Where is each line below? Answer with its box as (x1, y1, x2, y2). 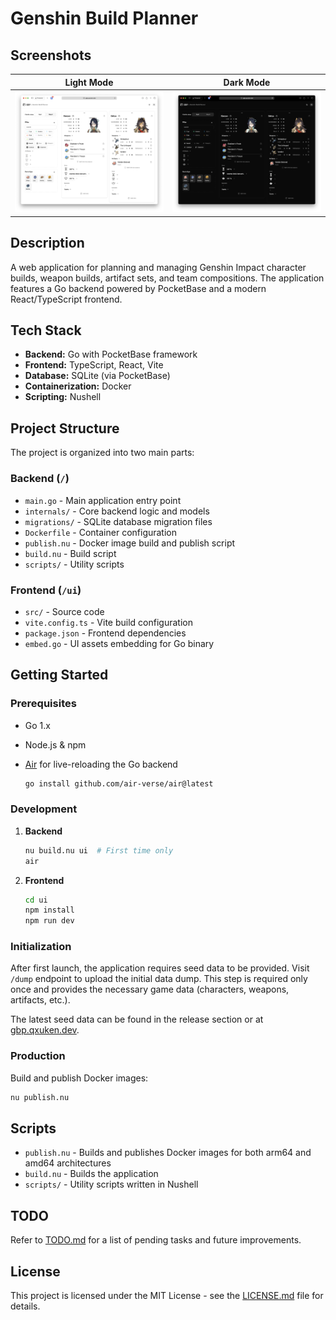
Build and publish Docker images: (10, 1072, 149, 1084)
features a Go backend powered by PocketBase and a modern (10, 282, 267, 294)
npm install (24, 905, 75, 916)
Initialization (10, 940, 72, 954)
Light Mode (64, 76, 114, 88)
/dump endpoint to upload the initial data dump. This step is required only (10, 973, 308, 985)
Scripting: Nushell (24, 391, 102, 403)
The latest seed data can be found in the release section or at (10, 1013, 264, 1026)
